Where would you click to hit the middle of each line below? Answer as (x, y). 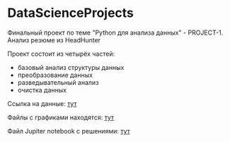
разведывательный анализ (58, 82)
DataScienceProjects (71, 13)
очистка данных (42, 90)
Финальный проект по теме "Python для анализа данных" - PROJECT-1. (115, 32)
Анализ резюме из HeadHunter (54, 40)
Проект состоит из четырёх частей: (61, 54)
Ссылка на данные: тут (42, 103)
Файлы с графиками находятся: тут (61, 117)
